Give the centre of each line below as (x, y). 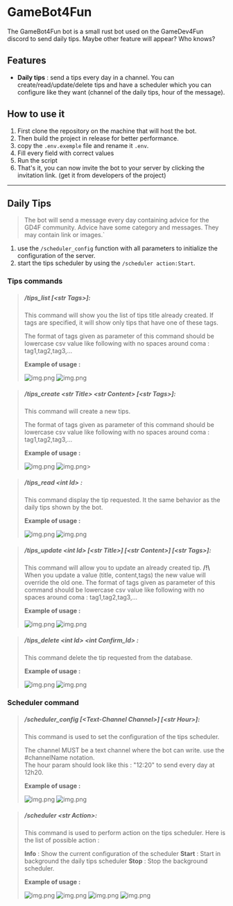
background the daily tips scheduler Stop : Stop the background (116, 861)
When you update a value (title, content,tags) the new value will (115, 575)
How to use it (36, 114)
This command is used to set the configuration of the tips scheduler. (122, 737)
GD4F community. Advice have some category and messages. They (121, 227)
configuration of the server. (56, 256)
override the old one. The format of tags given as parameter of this (120, 583)
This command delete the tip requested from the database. (108, 658)
